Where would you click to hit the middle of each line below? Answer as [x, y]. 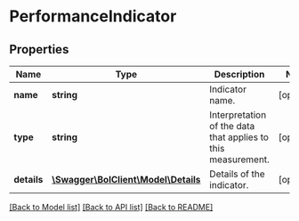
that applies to [239, 137]
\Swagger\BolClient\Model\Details [126, 180]
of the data [232, 126]
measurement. [239, 160]
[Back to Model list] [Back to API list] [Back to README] [111, 207]
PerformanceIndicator [93, 16]
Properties [39, 49]
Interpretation [238, 115]
